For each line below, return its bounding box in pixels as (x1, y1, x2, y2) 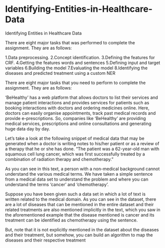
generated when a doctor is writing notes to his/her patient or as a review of (5, 140, 160, 146)
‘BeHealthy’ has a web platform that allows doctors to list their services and (5, 94, 159, 100)
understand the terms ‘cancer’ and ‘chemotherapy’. (5, 181, 109, 187)
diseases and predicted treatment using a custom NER (5, 70, 116, 76)
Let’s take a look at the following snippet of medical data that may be (5, 135, 144, 141)
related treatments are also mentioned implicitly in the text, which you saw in (5, 207, 161, 213)
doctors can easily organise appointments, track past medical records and (5, 110, 156, 116)
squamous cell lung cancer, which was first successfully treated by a (5, 151, 145, 157)
